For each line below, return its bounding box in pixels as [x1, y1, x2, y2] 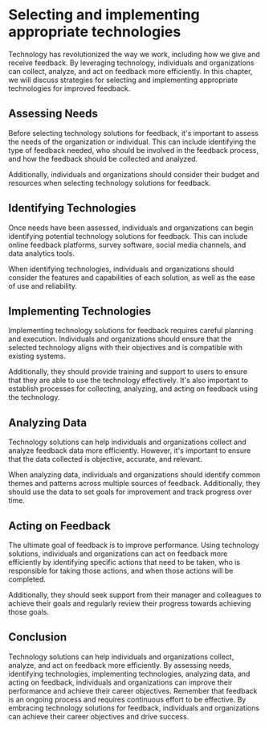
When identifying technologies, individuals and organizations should [8, 264, 234, 274]
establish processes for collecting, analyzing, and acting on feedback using [8, 384, 259, 393]
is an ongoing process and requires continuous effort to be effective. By [8, 694, 247, 704]
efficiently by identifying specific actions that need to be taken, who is [8, 558, 241, 566]
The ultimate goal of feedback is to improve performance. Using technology [8, 541, 259, 550]
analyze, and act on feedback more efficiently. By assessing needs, [8, 660, 232, 669]
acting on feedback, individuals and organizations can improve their [8, 678, 233, 687]
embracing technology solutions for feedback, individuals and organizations [8, 702, 259, 713]
